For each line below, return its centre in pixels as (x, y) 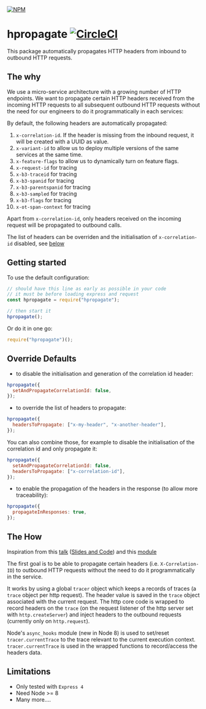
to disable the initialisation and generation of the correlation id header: (105, 373)
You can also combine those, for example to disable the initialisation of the (101, 442)
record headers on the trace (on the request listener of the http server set (100, 608)
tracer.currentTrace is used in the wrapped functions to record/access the (102, 646)
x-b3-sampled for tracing (46, 194)
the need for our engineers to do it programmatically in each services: (95, 111)
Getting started (37, 263)
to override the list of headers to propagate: (71, 408)
